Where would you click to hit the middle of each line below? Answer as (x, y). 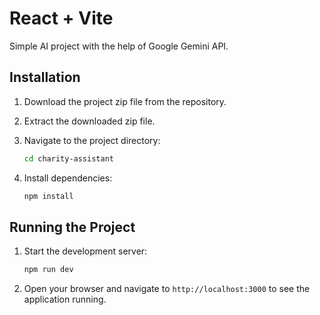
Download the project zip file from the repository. (125, 101)
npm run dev (48, 270)
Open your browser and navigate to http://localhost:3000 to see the (167, 289)
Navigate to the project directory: (92, 140)
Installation (45, 77)
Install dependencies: (68, 178)
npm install (48, 196)
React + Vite (61, 18)
